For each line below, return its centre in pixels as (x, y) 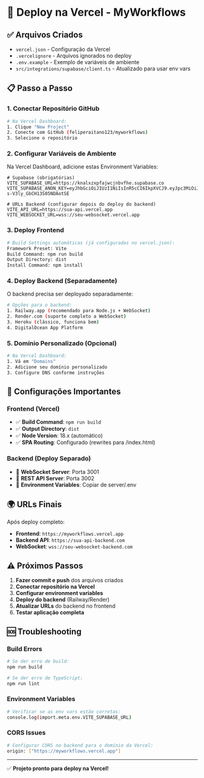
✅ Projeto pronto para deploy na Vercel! (58, 768)
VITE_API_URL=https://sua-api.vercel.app (60, 210)
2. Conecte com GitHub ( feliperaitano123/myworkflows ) (77, 133)
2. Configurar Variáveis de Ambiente (62, 154)
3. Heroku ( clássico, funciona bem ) (53, 322)
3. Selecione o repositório (42, 138)
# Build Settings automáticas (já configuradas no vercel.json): (91, 243)
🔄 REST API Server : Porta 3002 (55, 478)
